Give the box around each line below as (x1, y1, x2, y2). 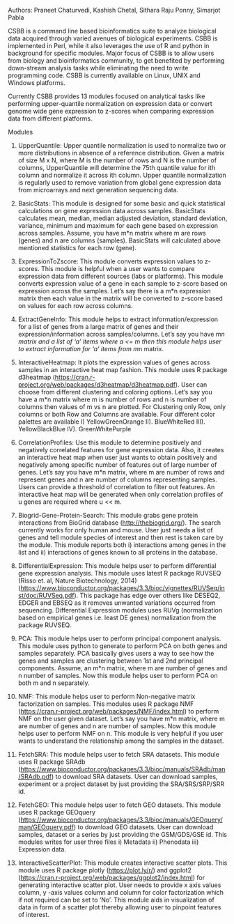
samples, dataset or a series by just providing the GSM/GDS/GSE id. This (17, 831, 227, 838)
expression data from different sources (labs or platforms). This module (17, 272, 224, 280)
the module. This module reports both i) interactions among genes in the (17, 541, 226, 549)
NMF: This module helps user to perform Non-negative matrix (17, 693, 196, 700)
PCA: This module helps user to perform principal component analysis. (17, 634, 221, 642)
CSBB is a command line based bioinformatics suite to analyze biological (8, 27, 217, 35)
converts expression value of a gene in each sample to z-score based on (17, 279, 228, 288)
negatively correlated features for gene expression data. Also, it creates (17, 446, 224, 454)
